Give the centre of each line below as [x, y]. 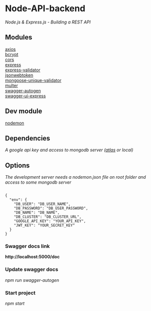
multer [12, 85]
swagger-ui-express [26, 96]
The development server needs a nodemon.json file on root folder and [75, 177]
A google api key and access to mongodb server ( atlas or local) [69, 150]
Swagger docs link [28, 246]
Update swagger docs [32, 270]
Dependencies [28, 138]
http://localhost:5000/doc [32, 257]
